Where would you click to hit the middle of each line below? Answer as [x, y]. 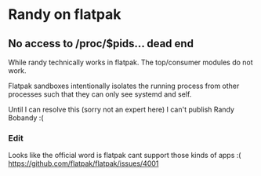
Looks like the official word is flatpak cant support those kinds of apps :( [125, 156]
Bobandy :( [26, 118]
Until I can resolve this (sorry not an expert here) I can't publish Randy [121, 109]
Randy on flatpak [65, 15]
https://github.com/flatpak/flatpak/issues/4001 [83, 163]
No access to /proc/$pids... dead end [101, 44]
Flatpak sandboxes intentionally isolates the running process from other [124, 86]
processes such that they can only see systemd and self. [100, 94]
